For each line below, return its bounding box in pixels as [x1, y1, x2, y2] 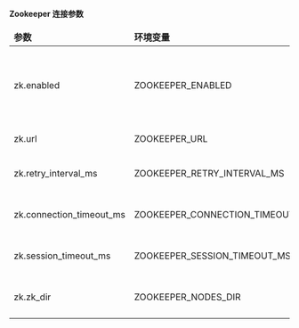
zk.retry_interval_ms [13, 168, 98, 180]
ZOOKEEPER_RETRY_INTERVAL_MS [133, 168, 285, 180]
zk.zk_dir [13, 291, 52, 303]
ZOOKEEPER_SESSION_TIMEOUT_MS [133, 250, 292, 262]
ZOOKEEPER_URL [133, 133, 208, 145]
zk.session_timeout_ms [13, 250, 111, 262]
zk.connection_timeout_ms [13, 209, 126, 221]
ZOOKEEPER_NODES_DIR [133, 291, 242, 303]
